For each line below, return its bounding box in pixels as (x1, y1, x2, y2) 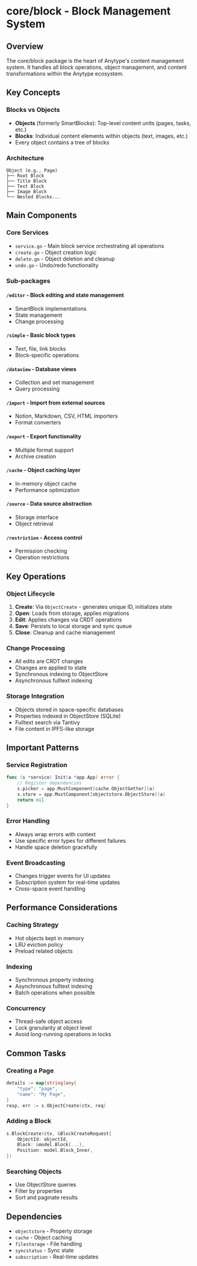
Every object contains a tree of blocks (14, 138, 110, 146)
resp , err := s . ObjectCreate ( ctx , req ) (6, 1102, 107, 1109)
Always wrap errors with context (14, 830, 96, 838)
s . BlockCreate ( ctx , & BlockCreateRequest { (6, 1131, 112, 1137)
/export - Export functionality (6, 433, 81, 440)
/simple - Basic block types (6, 331, 76, 339)
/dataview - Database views (6, 365, 77, 372)
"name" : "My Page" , (17, 1091, 66, 1097)
